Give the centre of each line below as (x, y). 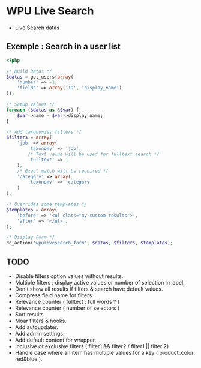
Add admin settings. (40, 333)
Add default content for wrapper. (55, 340)
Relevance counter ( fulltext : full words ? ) (67, 301)
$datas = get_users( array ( (40, 77)
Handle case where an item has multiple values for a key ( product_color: (105, 352)
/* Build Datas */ (29, 71)
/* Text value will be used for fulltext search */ (94, 154)
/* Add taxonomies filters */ (44, 132)
